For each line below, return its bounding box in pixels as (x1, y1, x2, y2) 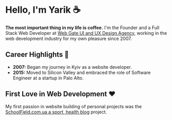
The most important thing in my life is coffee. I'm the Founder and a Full (5, 24, 160, 31)
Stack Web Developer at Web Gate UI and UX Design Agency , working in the (5, 30, 167, 36)
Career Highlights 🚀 (5, 50, 69, 59)
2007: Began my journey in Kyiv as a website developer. (12, 64, 132, 70)
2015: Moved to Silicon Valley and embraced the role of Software (12, 69, 151, 75)
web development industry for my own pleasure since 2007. (5, 35, 132, 42)
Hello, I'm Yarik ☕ (5, 4, 81, 16)
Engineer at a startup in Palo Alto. (12, 75, 84, 81)
